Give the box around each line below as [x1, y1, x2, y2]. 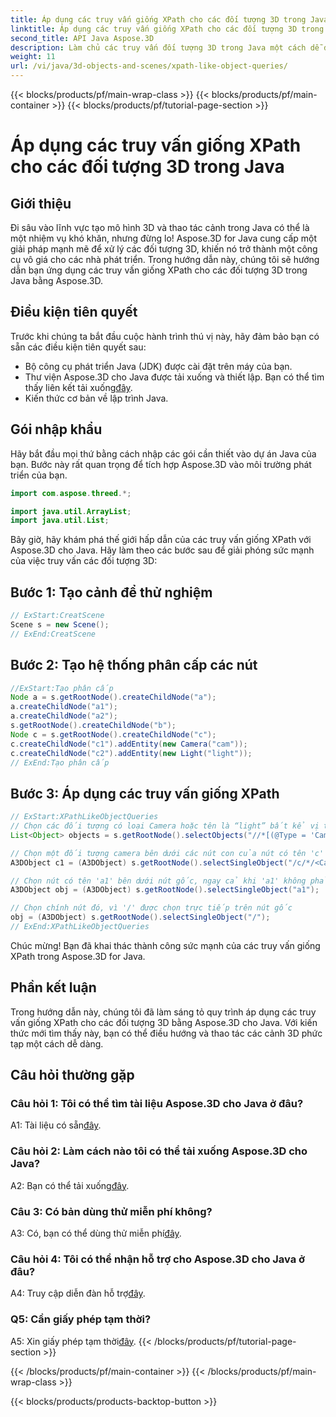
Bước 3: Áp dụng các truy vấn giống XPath [10, 785, 280, 802]
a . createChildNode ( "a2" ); [10, 711, 118, 721]
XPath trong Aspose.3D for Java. [10, 950, 146, 962]
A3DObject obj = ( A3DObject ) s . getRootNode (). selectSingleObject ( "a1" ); [10, 885, 320, 895]
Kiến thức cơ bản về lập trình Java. [24, 392, 169, 404]
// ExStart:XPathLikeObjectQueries [10, 812, 159, 822]
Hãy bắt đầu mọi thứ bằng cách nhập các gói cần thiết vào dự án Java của [10, 447, 317, 460]
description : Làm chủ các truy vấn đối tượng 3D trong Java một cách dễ [10, 42, 320, 53]
